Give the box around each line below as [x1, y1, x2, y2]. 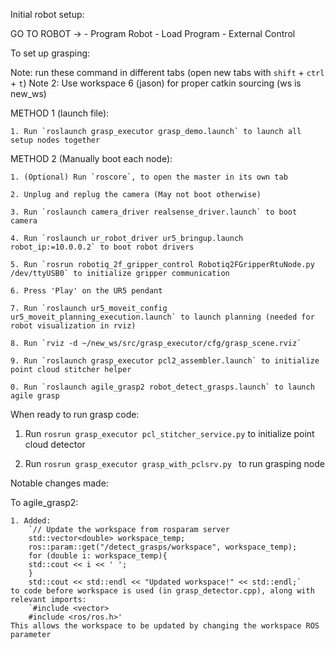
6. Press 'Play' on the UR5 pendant [10, 286, 163, 296]
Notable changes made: [10, 477, 109, 489]
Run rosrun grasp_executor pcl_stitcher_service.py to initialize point [24, 428, 315, 439]
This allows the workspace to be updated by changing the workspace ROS [10, 621, 320, 631]
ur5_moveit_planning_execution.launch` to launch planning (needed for [10, 312, 315, 322]
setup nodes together [10, 135, 101, 145]
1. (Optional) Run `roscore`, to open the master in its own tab [10, 172, 288, 182]
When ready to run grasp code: [10, 409, 140, 420]
